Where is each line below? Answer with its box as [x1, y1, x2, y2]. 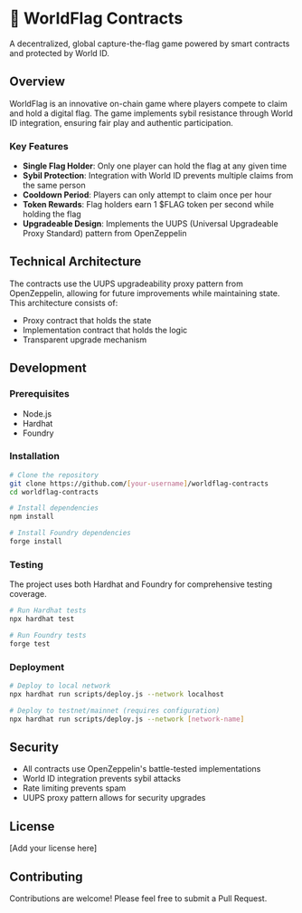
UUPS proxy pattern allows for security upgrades [22, 793, 206, 803]
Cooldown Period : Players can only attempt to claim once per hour [22, 189, 272, 200]
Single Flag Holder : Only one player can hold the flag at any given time [22, 160, 288, 171]
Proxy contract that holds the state [22, 314, 152, 325]
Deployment [9, 660, 65, 673]
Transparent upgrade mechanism [22, 334, 147, 345]
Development [9, 360, 88, 376]
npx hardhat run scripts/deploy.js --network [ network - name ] [9, 715, 245, 724]
